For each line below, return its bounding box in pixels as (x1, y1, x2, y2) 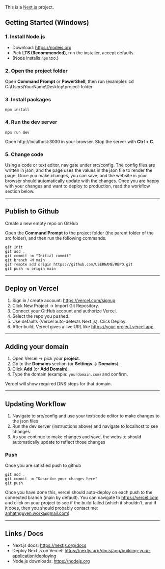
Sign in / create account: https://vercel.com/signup (12, 297, 115, 303)
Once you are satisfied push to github (5, 462, 82, 468)
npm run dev (5, 130, 29, 135)
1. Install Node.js (5, 33, 45, 40)
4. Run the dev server (5, 118, 57, 125)
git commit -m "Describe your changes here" (5, 476, 98, 482)
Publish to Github (5, 207, 59, 216)
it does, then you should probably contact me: (5, 505, 98, 511)
